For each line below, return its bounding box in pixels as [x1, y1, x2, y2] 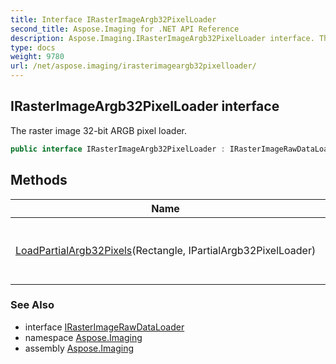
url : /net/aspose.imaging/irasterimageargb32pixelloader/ [10, 61, 257, 71]
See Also [10, 298, 55, 312]
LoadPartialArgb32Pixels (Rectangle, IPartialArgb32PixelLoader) [15, 243, 317, 257]
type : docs [10, 42, 56, 53]
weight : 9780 [10, 52, 65, 62]
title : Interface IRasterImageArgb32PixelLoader [10, 14, 217, 25]
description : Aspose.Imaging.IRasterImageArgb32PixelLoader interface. [10, 33, 315, 43]
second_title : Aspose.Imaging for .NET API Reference [10, 24, 240, 34]
